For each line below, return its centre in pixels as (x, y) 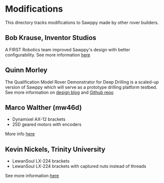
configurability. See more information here (48, 55)
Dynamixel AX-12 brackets (39, 119)
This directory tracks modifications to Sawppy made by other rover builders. (82, 22)
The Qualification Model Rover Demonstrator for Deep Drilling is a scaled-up (82, 82)
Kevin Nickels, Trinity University (55, 149)
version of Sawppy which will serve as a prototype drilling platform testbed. (81, 87)
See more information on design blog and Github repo (59, 92)
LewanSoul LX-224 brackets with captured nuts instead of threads (79, 166)
